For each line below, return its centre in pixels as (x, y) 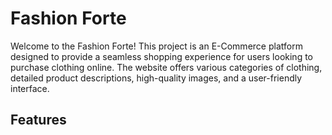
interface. (30, 88)
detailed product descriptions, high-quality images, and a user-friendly (156, 78)
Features (38, 120)
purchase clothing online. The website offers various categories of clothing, (166, 67)
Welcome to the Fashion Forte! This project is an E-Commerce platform (156, 46)
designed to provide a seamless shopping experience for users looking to (161, 56)
